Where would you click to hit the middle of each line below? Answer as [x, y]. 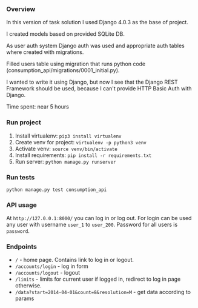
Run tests [21, 177]
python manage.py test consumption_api [57, 190]
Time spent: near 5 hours [38, 107]
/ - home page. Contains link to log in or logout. [74, 260]
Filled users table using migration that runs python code [76, 64]
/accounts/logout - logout [48, 273]
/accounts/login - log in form [52, 266]
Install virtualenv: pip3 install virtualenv [68, 136]
